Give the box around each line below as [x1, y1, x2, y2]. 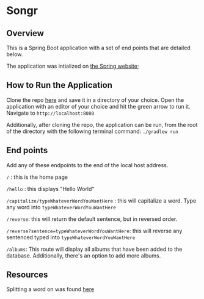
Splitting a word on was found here [6, 286, 95, 293]
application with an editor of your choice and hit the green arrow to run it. [6, 103, 191, 110]
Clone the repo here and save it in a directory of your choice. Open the [6, 96, 184, 104]
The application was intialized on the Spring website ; [6, 62, 139, 70]
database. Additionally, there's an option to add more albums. [6, 251, 161, 259]
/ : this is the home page [6, 173, 68, 181]
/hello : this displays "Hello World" [6, 185, 95, 192]
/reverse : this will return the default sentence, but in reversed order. [6, 215, 178, 223]
